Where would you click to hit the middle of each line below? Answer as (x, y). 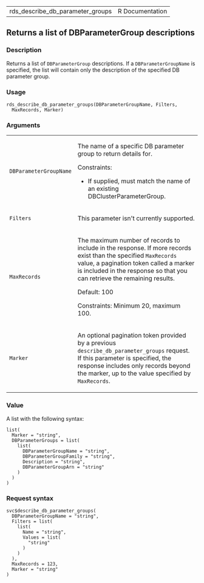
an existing (104, 189)
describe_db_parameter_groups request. (134, 351)
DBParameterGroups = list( (46, 440)
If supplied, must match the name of (139, 181)
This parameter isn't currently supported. (136, 218)
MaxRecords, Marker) (38, 110)
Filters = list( (32, 521)
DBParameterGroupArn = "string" (63, 467)
